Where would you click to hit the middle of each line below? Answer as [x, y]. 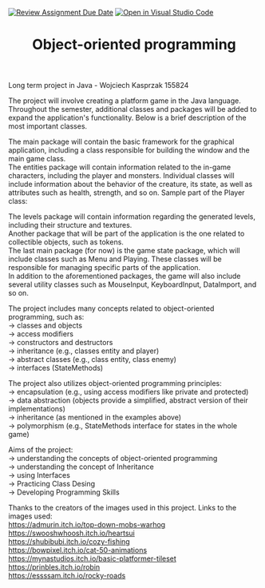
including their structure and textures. [70, 225]
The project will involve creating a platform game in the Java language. [125, 101]
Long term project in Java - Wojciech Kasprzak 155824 [99, 85]
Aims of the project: [41, 450]
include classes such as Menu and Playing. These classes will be [115, 259]
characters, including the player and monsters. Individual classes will [121, 176]
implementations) [37, 409]
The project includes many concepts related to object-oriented [111, 308]
